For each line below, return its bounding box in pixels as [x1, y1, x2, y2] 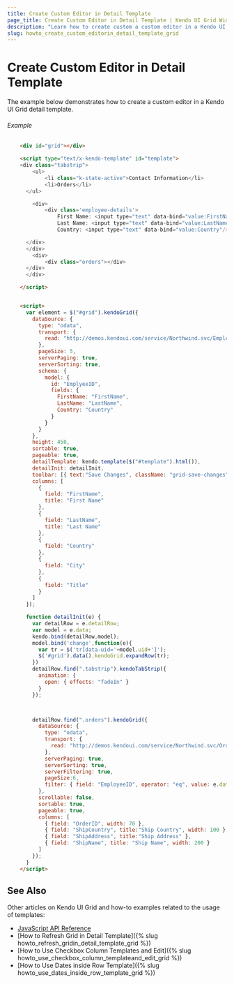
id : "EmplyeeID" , [51, 380, 101, 387]
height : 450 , [32, 439, 70, 446]
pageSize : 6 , [44, 775, 79, 782]
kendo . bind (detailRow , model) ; [32, 633, 120, 640]
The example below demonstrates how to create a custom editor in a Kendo [7, 98, 225, 106]
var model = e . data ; [32, 626, 92, 634]
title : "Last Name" [44, 523, 101, 530]
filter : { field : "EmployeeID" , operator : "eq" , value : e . [44, 781, 219, 789]
